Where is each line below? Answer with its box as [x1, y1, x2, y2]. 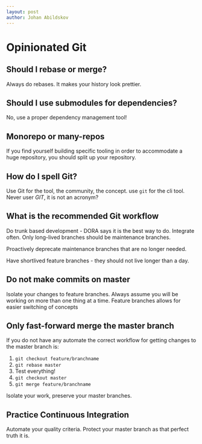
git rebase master [14, 363, 62, 369]
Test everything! [14, 367, 56, 375]
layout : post [6, 8, 39, 15]
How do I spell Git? [6, 171, 77, 182]
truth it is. [6, 432, 30, 439]
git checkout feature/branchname [14, 356, 99, 362]
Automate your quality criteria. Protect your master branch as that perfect [6, 426, 189, 433]
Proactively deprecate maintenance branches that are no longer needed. [6, 245, 187, 252]
